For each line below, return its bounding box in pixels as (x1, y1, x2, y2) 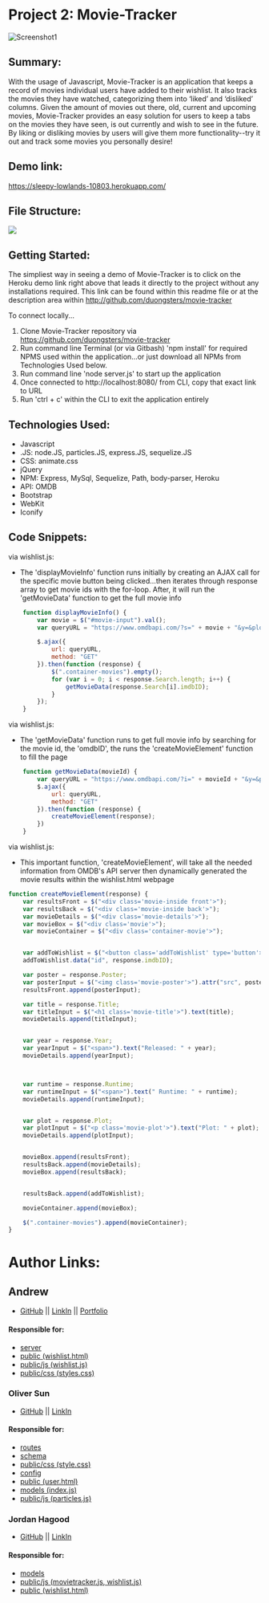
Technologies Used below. (19, 360, 108, 370)
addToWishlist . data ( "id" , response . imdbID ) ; (22, 957, 174, 965)
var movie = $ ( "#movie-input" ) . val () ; (37, 616, 167, 624)
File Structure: (8, 204, 82, 218)
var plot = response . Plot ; (22, 1117, 113, 1125)
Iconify (19, 507, 43, 517)
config (19, 1468, 42, 1478)
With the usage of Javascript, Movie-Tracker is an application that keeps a (8, 76, 254, 86)
